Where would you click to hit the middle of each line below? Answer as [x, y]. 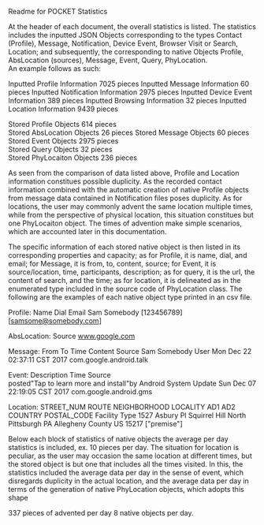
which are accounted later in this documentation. [87, 231]
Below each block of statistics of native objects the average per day [118, 439]
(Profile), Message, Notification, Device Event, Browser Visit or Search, [123, 43]
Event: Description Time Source [60, 375]
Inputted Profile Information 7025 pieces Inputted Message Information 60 [129, 84]
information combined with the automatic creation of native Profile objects [129, 190]
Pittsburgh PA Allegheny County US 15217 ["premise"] [95, 424]
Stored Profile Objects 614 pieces [62, 124]
